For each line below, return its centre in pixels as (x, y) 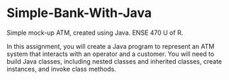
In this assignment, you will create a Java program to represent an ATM (111, 46)
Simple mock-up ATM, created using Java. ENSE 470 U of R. (95, 33)
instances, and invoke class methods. (61, 69)
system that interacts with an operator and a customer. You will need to (111, 54)
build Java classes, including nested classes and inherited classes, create (114, 61)
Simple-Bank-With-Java (79, 13)
